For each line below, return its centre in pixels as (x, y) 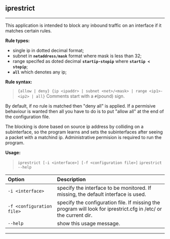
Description (71, 179)
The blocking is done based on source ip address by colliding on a (74, 126)
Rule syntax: (19, 82)
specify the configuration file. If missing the (109, 202)
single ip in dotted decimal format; (48, 50)
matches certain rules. (29, 30)
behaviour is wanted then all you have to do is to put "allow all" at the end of (85, 111)
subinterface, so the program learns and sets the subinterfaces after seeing (84, 132)
